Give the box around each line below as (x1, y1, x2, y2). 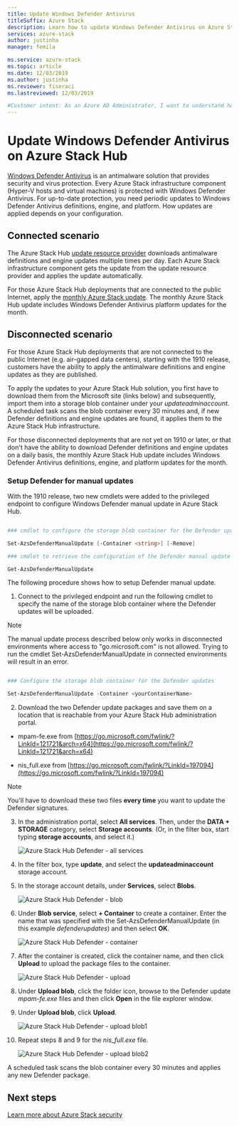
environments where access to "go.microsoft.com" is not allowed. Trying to (7, 642, 229, 651)
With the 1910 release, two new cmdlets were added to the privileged (7, 492, 210, 500)
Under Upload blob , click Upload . (17, 1008, 117, 1017)
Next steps (7, 1091, 57, 1103)
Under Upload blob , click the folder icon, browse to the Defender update (17, 987, 231, 996)
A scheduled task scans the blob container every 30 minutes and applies (7, 1063, 221, 1072)
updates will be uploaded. (17, 607, 94, 616)
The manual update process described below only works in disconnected (7, 634, 223, 644)
